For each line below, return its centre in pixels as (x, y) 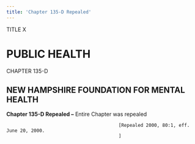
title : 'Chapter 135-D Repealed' (49, 12)
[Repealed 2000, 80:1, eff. (154, 126)
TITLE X (16, 29)
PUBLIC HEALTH (48, 54)
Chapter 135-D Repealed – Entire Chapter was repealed (77, 114)
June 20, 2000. (26, 131)
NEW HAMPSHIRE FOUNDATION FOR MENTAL (96, 90)
